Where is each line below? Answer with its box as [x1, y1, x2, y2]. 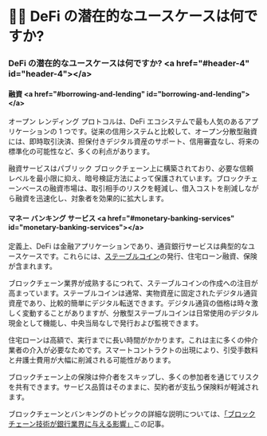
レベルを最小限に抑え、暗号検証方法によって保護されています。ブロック [8, 173, 245, 184]
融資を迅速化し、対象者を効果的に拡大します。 [14, 193, 169, 204]
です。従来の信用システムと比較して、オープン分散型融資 [70, 127, 257, 137]
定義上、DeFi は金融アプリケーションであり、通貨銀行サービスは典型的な [8, 241, 249, 251]
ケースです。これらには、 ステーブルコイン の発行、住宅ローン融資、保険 [22, 251, 257, 260]
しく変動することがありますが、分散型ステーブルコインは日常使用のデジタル [8, 308, 259, 318]
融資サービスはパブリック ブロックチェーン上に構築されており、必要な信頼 [8, 164, 253, 173]
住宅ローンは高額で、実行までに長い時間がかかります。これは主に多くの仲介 [8, 335, 259, 344]
